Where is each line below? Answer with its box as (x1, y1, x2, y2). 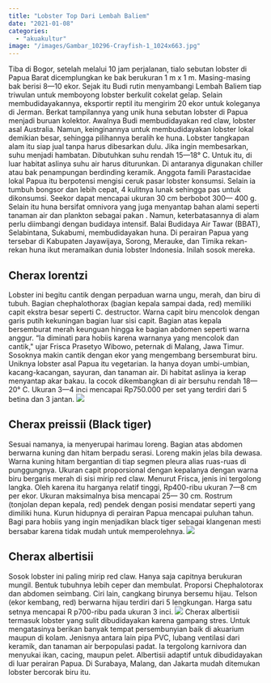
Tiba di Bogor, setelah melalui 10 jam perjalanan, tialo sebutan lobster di (8, 64, 248, 74)
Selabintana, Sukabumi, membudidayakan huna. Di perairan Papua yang (8, 228, 249, 237)
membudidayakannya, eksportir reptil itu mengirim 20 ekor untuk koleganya (8, 99, 260, 109)
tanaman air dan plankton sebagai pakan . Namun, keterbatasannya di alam (8, 211, 260, 220)
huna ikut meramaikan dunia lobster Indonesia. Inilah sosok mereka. (28, 245, 256, 255)
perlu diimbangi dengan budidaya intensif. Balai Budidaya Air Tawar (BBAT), (8, 220, 260, 229)
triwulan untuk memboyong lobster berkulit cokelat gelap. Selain (8, 90, 223, 100)
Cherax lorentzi (8, 268, 88, 282)
